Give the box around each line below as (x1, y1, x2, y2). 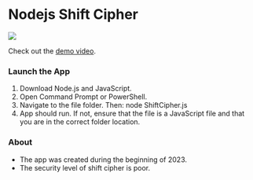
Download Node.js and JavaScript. (19, 84, 132, 94)
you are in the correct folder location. (19, 117, 141, 127)
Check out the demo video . (8, 46, 97, 56)
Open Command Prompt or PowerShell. (19, 92, 148, 101)
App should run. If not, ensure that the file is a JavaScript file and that (19, 108, 245, 119)
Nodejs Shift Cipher (8, 6, 139, 24)
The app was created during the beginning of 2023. (19, 155, 187, 164)
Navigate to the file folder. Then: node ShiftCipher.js (19, 101, 188, 110)
